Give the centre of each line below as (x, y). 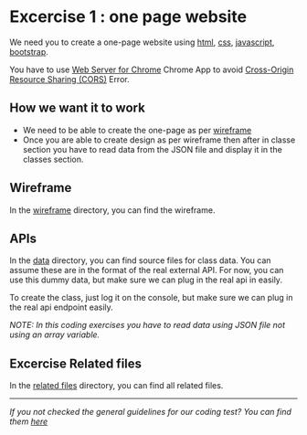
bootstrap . (29, 51)
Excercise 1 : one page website (128, 17)
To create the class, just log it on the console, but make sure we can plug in (152, 298)
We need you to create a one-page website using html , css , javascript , (142, 42)
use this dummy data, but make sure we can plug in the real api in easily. (146, 280)
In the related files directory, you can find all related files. (116, 386)
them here (29, 421)
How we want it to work (78, 108)
